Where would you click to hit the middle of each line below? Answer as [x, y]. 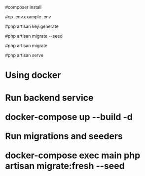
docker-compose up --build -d [69, 117]
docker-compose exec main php [73, 155]
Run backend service [49, 98]
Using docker [33, 75]
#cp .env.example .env [28, 17]
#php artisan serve [24, 55]
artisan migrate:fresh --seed [65, 166]
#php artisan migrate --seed [34, 36]
